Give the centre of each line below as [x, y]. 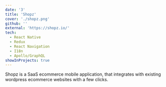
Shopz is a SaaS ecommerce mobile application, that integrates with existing [83, 74]
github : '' [16, 23]
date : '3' [15, 10]
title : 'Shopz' [21, 14]
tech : [11, 33]
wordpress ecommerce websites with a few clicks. [57, 80]
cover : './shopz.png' [28, 19]
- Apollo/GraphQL [28, 56]
